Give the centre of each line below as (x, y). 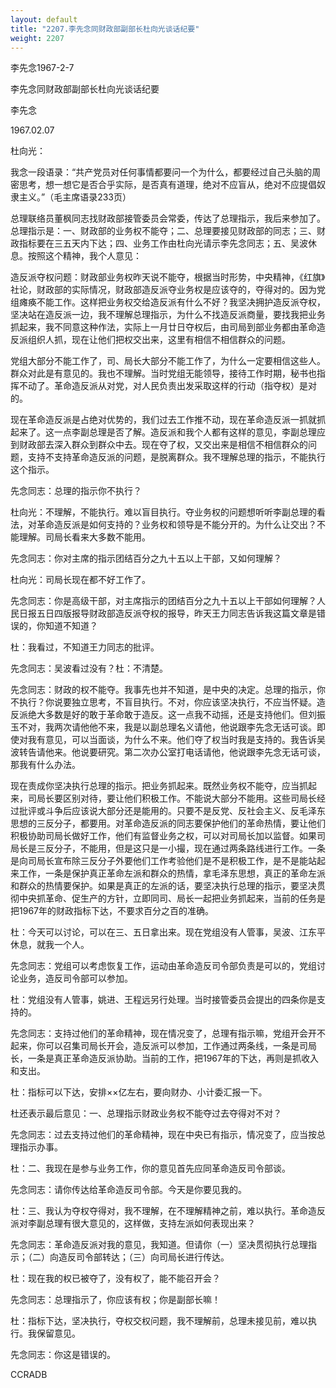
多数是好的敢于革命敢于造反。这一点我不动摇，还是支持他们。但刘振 (185, 715)
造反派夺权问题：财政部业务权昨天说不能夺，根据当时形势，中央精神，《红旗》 (168, 277)
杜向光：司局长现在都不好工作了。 (80, 580)
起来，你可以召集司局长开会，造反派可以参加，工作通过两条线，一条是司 (159, 1046)
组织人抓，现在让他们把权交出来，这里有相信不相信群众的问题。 (159, 340)
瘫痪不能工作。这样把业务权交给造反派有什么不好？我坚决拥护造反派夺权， (172, 302)
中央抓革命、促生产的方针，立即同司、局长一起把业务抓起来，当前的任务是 (172, 898)
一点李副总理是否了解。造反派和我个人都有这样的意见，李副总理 (185, 432)
